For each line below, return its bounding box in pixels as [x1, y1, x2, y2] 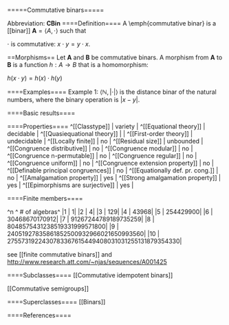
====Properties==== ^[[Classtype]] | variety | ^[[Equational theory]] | [7, 122, 206, 130]
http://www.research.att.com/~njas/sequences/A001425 [7, 258, 167, 266]
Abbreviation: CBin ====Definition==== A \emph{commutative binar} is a [7, 19, 217, 27]
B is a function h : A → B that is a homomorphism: [7, 61, 149, 68]
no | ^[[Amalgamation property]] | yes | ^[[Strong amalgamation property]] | [7, 174, 221, 181]
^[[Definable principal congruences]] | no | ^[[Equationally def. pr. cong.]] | [7, 166, 219, 175]
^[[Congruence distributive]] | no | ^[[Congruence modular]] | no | [7, 144, 193, 152]
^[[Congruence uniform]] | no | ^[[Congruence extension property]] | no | [7, 159, 215, 167]
